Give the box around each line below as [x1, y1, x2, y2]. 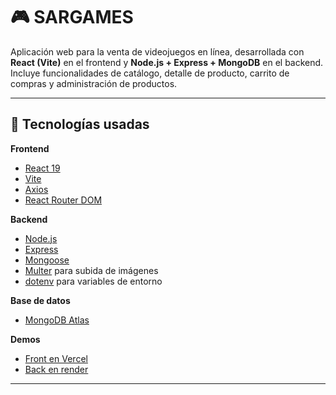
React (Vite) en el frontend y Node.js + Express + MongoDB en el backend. [10, 56, 324, 68]
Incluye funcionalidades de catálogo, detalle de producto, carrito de [10, 67, 290, 79]
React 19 [24, 162, 61, 174]
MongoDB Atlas [24, 314, 90, 326]
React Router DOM [24, 194, 103, 206]
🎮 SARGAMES [10, 6, 134, 29]
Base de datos [10, 294, 71, 306]
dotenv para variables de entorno [24, 275, 163, 287]
